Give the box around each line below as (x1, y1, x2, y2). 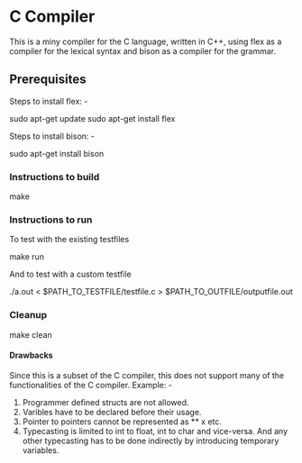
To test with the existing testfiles (9, 234, 130, 245)
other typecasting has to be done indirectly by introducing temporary (22, 435, 279, 446)
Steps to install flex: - (9, 95, 88, 106)
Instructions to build (9, 170, 100, 183)
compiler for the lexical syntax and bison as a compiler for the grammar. (9, 45, 277, 56)
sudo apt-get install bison (9, 148, 105, 159)
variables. (22, 444, 59, 456)
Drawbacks (9, 350, 53, 361)
